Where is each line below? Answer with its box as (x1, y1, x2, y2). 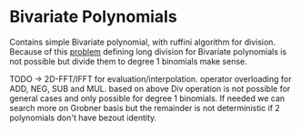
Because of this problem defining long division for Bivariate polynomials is (9, 46, 287, 56)
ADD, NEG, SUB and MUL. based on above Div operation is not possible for (9, 83, 291, 94)
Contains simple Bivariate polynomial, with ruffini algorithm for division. (9, 36, 276, 47)
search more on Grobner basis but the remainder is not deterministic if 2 (9, 102, 280, 113)
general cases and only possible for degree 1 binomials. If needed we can (9, 93, 286, 104)
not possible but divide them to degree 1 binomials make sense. (9, 56, 247, 66)
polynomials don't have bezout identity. (9, 112, 157, 123)
